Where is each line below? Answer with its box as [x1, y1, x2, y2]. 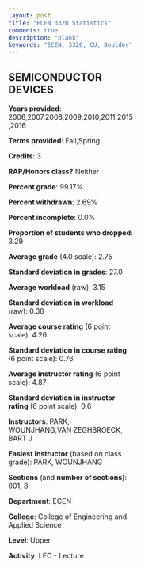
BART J [8, 433, 33, 443]
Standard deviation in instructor [8, 393, 116, 402]
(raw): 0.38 [8, 306, 45, 315]
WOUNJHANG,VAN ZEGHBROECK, [8, 425, 123, 434]
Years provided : [8, 104, 62, 113]
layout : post [8, 11, 51, 20]
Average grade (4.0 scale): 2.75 [8, 251, 113, 261]
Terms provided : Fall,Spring [8, 135, 101, 145]
